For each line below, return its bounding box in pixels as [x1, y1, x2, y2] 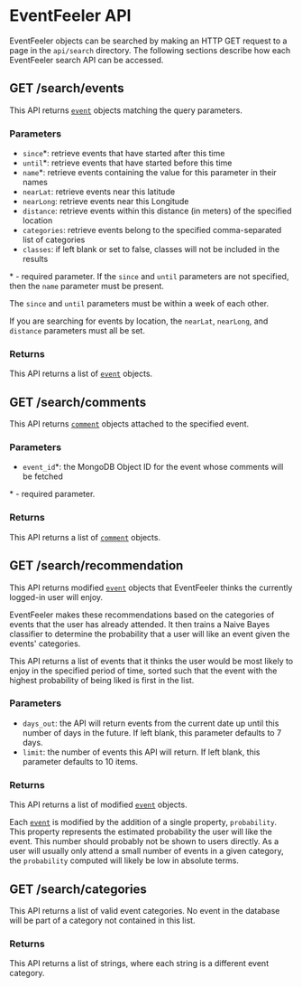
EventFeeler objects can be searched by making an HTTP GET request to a [9, 35, 288, 46]
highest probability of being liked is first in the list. [9, 674, 195, 685]
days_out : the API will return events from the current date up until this [22, 718, 279, 728]
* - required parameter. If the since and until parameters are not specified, [9, 271, 289, 282]
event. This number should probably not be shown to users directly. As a [9, 836, 279, 847]
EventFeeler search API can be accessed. [9, 54, 164, 65]
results [22, 254, 49, 265]
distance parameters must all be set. [9, 325, 146, 336]
